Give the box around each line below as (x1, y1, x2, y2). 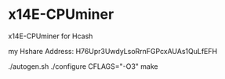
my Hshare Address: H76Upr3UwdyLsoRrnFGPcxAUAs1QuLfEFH (8, 46, 218, 56)
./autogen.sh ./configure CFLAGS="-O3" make (8, 61, 158, 71)
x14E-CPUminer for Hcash (8, 31, 93, 41)
